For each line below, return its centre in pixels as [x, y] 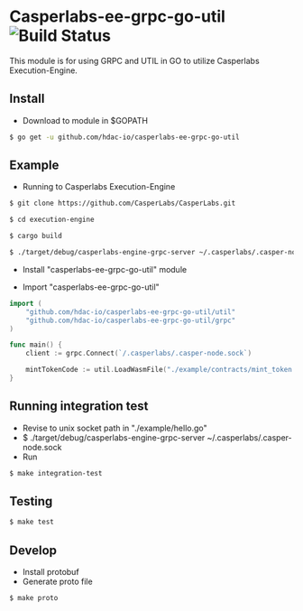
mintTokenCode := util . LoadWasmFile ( [96, 370]
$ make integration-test [56, 473]
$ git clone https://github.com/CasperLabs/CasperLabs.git [123, 204]
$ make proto [34, 598]
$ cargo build [36, 236]
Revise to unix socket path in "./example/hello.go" [115, 428]
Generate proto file [57, 582]
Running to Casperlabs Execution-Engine [99, 187]
